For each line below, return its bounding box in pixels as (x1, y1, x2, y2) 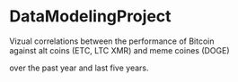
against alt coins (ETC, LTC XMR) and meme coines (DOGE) (9, 45, 231, 55)
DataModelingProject (9, 6, 172, 27)
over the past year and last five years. (9, 62, 150, 73)
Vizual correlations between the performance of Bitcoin (9, 36, 215, 46)
